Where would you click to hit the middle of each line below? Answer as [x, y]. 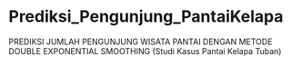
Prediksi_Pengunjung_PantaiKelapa [146, 17]
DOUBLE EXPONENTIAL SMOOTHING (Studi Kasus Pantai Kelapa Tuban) [145, 51]
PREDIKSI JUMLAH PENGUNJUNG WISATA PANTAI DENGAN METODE [141, 42]
